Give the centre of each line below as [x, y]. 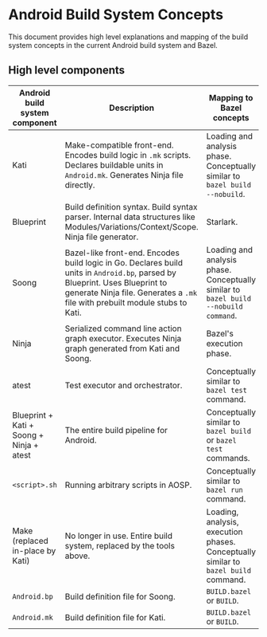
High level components [67, 71]
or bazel [221, 440]
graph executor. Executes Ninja [123, 338]
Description [132, 108]
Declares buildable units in [114, 165]
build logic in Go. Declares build [124, 262]
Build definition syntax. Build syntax [131, 206]
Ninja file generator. [102, 237]
